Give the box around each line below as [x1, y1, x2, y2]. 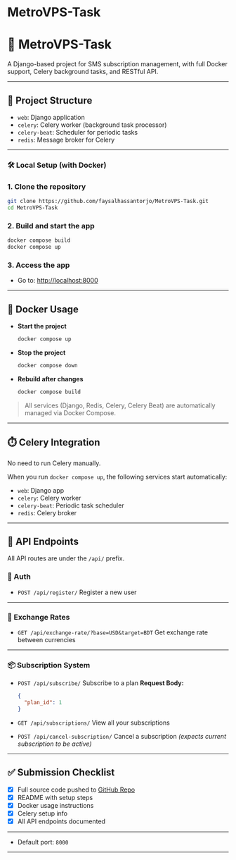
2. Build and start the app [7, 221, 95, 231]
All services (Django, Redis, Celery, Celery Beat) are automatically [24, 401, 216, 410]
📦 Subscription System [7, 660, 91, 670]
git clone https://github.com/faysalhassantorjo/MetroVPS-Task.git [7, 198, 209, 205]
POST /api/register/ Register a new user [17, 588, 137, 596]
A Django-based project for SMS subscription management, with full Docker [7, 60, 228, 68]
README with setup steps [17, 793, 93, 801]
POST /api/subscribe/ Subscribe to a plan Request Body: [17, 679, 184, 687]
